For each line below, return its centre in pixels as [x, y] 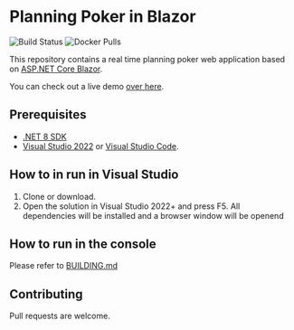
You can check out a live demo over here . [87, 86]
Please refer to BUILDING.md [64, 266]
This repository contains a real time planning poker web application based [147, 59]
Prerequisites [48, 115]
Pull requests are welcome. [60, 316]
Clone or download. [59, 196]
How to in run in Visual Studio [94, 175]
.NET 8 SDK [44, 137]
